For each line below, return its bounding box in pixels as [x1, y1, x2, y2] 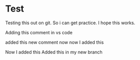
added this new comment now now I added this [5, 39, 104, 45]
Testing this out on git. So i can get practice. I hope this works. [5, 20, 135, 26]
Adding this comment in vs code [5, 29, 73, 35]
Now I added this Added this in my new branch [5, 49, 103, 55]
